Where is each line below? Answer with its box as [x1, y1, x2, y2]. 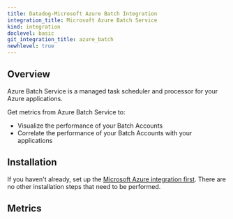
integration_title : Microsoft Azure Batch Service [7, 17, 158, 24]
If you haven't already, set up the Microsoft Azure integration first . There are [7, 175, 227, 183]
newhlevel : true [7, 43, 54, 50]
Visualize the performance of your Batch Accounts [17, 121, 163, 130]
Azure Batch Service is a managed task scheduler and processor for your [7, 86, 218, 95]
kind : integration [7, 23, 61, 30]
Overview [7, 68, 51, 80]
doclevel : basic [7, 29, 54, 37]
